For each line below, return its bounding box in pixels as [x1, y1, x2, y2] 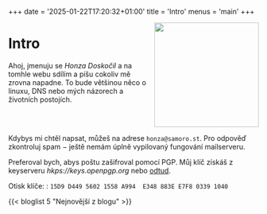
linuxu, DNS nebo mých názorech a [8, 86, 124, 95]
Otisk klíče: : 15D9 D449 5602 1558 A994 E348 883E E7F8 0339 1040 [8, 181, 229, 190]
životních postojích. [8, 95, 72, 104]
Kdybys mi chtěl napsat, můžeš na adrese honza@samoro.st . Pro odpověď [8, 134, 247, 142]
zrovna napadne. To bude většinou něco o [8, 77, 147, 87]
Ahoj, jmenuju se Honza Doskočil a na [8, 60, 133, 70]
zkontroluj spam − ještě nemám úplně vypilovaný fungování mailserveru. [8, 142, 246, 151]
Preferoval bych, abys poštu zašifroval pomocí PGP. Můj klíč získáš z [8, 158, 234, 166]
